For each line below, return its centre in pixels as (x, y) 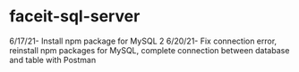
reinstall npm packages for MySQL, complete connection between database (149, 50)
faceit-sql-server (75, 16)
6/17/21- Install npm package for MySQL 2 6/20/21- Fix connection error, (143, 41)
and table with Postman (53, 60)
